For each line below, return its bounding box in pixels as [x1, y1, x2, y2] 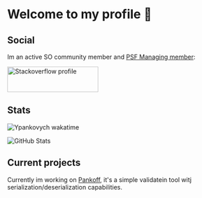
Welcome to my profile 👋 [7, 6, 152, 22]
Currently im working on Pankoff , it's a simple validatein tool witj [7, 175, 192, 184]
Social [7, 34, 35, 46]
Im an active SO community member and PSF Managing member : [7, 52, 196, 61]
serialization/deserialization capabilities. [7, 183, 123, 191]
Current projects [7, 157, 81, 169]
